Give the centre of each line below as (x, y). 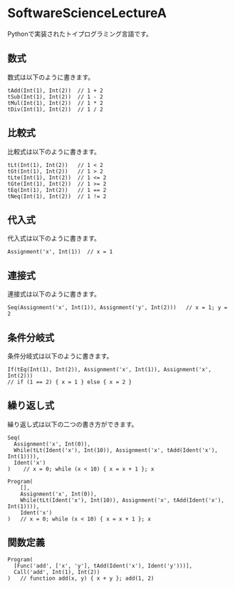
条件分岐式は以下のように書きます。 (60, 356)
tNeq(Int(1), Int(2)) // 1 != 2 (57, 196)
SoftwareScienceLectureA (87, 13)
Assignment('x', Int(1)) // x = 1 (60, 252)
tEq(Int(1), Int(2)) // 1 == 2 (57, 190)
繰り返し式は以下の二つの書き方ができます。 (73, 424)
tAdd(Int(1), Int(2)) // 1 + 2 (55, 91)
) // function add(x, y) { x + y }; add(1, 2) (81, 578)
